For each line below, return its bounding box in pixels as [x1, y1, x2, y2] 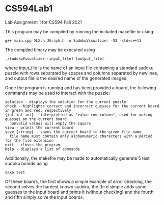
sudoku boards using [5, 160, 48, 166]
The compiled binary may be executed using [5, 47, 95, 52]
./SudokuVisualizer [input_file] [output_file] [5, 56, 105, 61]
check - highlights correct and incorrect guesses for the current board [5, 103, 160, 108]
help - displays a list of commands [5, 147, 80, 152]
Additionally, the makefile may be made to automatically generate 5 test [5, 155, 150, 161]
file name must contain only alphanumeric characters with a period [9, 133, 153, 139]
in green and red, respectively [5, 108, 71, 113]
